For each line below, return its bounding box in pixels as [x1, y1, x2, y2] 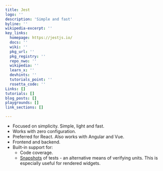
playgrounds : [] [5, 100, 39, 105]
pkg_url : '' [9, 49, 35, 54]
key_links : [5, 30, 28, 35]
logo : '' [5, 12, 23, 17]
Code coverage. [19, 149, 53, 155]
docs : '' [9, 40, 28, 45]
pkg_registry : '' [9, 53, 46, 59]
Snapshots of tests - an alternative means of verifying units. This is [19, 155, 158, 160]
